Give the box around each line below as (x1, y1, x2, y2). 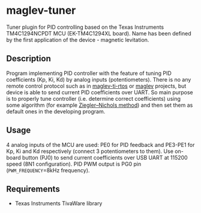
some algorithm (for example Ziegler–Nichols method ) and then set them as (6, 101, 193, 109)
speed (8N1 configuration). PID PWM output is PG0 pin (6, 160, 142, 167)
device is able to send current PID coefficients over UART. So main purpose (6, 88, 193, 96)
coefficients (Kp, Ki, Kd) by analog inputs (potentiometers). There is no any (6, 76, 191, 83)
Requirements (6, 184, 60, 194)
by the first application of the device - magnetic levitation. (6, 36, 149, 43)
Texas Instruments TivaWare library (14, 200, 103, 207)
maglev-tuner (6, 4, 76, 17)
